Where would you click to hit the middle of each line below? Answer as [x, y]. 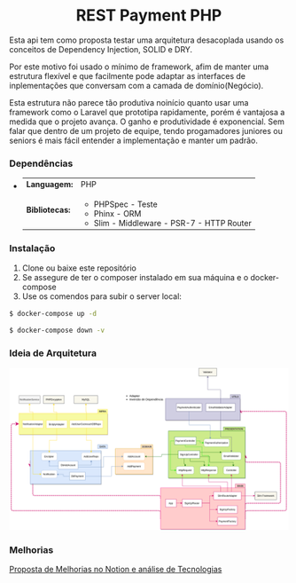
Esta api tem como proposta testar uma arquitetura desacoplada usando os [147, 40]
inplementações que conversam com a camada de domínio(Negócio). [136, 85]
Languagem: [50, 184]
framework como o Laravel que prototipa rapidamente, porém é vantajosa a [147, 112]
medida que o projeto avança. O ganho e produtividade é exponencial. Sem [147, 122]
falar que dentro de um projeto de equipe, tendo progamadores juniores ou [146, 130]
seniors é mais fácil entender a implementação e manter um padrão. [134, 140]
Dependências [41, 163]
